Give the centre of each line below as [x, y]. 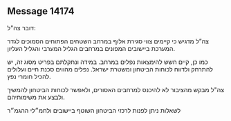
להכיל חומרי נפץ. [29, 76]
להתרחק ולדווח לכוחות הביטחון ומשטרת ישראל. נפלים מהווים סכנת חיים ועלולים [110, 69]
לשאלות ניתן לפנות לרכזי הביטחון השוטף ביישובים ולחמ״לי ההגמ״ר [94, 110]
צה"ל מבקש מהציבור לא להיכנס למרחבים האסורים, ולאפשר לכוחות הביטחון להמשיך [116, 89]
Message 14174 [41, 11]
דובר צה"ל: [21, 27]
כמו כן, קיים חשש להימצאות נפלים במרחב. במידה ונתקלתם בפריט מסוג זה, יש [108, 62]
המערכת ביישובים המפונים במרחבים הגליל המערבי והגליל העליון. [91, 48]
